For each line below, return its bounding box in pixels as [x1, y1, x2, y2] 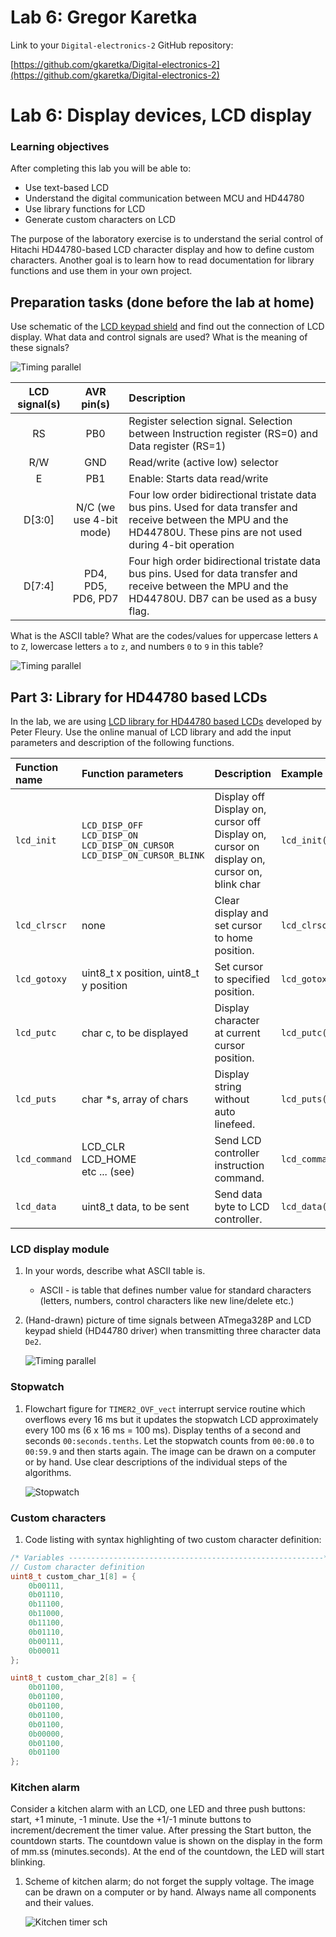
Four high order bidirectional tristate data [128, 554, 321, 568]
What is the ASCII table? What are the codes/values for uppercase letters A [10, 630, 318, 642]
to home [214, 931, 253, 945]
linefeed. [214, 1117, 256, 1131]
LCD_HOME [81, 1152, 137, 1166]
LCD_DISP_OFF [81, 820, 144, 831]
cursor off [214, 815, 262, 829]
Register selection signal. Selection [128, 414, 293, 428]
